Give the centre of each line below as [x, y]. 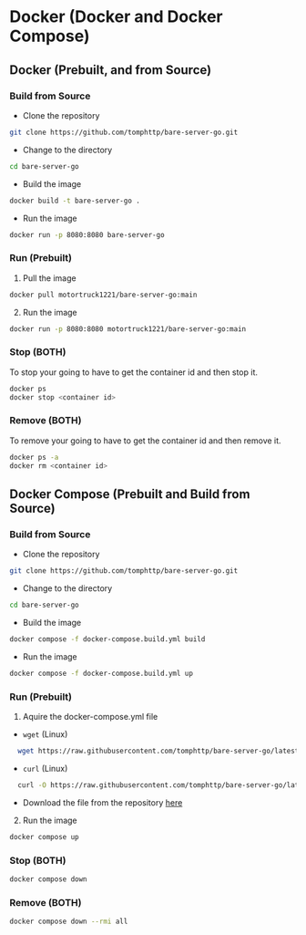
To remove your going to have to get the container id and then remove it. [145, 441]
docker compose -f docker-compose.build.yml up [102, 673]
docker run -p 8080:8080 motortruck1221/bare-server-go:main [128, 329]
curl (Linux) [45, 768]
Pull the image [49, 278]
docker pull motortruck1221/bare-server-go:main [103, 295]
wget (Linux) [45, 734]
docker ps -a [34, 457]
